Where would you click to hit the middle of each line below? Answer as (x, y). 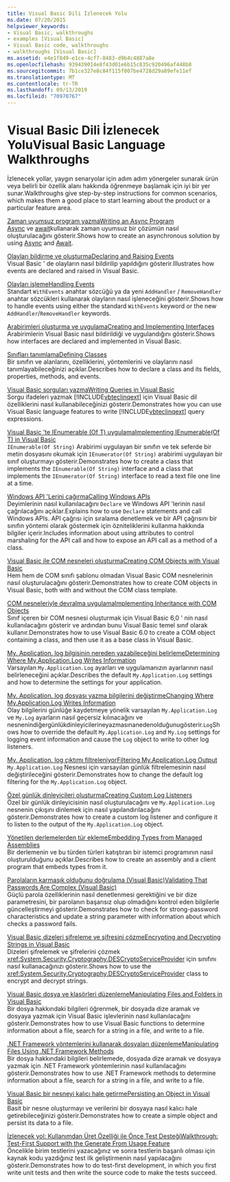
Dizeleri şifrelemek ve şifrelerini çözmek (64, 951)
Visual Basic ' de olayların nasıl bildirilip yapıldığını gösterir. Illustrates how (111, 263)
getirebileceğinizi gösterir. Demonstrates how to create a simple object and (112, 1115)
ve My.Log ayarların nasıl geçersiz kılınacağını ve (75, 717)
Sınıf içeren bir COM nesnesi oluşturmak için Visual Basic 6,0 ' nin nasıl (107, 618)
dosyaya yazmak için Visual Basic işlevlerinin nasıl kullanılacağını (99, 1016)
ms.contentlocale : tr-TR (43, 84)
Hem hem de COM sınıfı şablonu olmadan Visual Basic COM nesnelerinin (110, 575)
